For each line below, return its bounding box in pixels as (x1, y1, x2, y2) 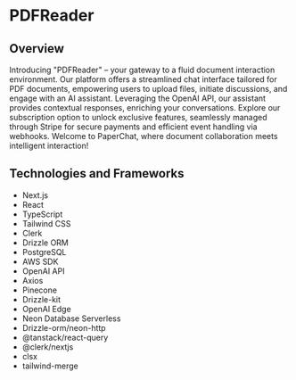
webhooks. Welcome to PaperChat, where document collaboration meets (9, 131, 278, 141)
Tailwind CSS (21, 218, 71, 228)
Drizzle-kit (21, 293, 61, 304)
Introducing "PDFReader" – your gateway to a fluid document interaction (9, 64, 275, 75)
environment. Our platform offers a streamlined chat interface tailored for (9, 74, 278, 85)
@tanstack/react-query (21, 332, 109, 343)
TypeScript (21, 209, 63, 219)
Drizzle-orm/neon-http (21, 322, 106, 333)
